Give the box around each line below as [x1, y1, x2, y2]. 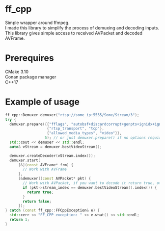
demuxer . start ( [9, 158, 41, 163]
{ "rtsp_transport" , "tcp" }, [47, 126, 105, 131]
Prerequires [5, 52, 54, 64]
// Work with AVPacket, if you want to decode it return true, [23, 180, 155, 186]
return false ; [23, 199, 52, 204]
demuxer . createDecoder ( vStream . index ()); [9, 153, 96, 158]
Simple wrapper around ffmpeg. [5, 20, 70, 26]
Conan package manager [5, 74, 56, 79]
